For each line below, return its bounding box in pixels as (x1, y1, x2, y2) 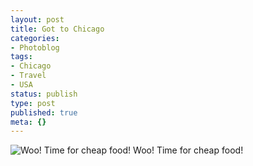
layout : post (10, 14, 65, 25)
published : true (10, 107, 78, 118)
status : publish (10, 89, 78, 99)
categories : (10, 33, 60, 43)
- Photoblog (10, 42, 60, 53)
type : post (10, 98, 56, 108)
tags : (10, 52, 33, 62)
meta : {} (10, 117, 47, 127)
